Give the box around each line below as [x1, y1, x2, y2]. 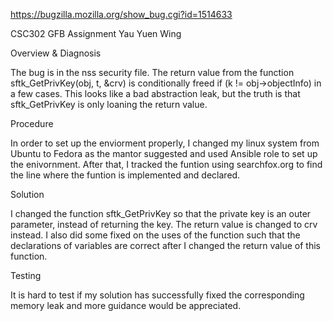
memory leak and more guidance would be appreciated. [10, 300, 242, 311]
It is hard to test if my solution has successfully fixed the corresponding [10, 289, 305, 301]
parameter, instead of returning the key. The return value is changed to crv [10, 219, 318, 230]
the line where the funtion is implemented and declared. [10, 169, 241, 181]
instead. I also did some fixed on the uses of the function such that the [10, 229, 301, 241]
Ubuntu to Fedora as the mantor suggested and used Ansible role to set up [10, 148, 318, 159]
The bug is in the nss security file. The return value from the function [10, 67, 295, 78]
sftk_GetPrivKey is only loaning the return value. [10, 99, 208, 110]
